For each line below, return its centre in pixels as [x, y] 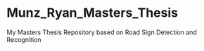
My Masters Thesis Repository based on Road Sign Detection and [102, 32]
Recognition [24, 39]
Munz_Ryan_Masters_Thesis [93, 13]
